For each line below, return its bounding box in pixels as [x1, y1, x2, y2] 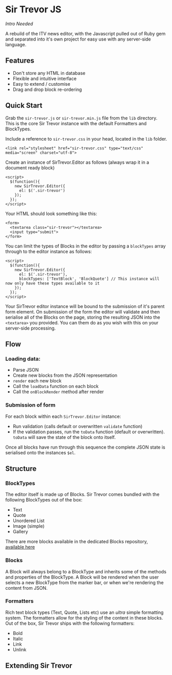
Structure [5, 464, 37, 473]
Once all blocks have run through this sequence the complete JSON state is [5, 444, 165, 450]
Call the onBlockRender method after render [12, 389, 104, 395]
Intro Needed [5, 21, 33, 27]
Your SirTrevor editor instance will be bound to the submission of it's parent [5, 303, 165, 309]
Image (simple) [12, 523, 45, 529]
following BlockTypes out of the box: [5, 497, 83, 503]
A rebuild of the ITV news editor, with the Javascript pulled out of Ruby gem [5, 30, 166, 36]
